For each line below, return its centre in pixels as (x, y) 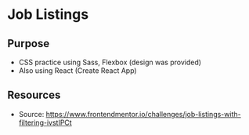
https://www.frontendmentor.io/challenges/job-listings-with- (143, 114)
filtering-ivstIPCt (45, 122)
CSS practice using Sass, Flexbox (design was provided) (110, 62)
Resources (34, 95)
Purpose (29, 44)
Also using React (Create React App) (78, 71)
